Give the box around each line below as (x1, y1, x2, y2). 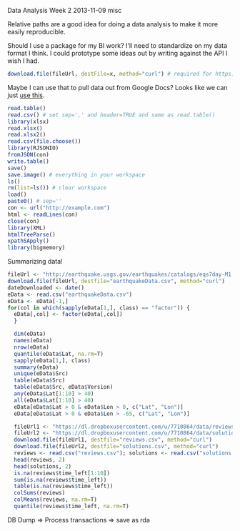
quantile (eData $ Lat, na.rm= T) (14, 350, 104, 357)
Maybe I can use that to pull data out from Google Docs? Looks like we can (7, 83, 228, 91)
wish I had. (7, 56, 39, 65)
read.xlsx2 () (7, 131, 46, 139)
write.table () (7, 157, 50, 165)
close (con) (7, 217, 40, 224)
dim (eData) (14, 330, 46, 338)
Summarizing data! (7, 257, 63, 266)
